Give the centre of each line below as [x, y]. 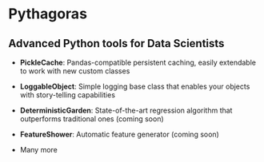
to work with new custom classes [75, 71]
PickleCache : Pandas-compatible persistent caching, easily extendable [138, 62]
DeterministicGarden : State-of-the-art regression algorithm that [126, 110]
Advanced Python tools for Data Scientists [116, 43]
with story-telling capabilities [68, 95]
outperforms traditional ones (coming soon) [92, 119]
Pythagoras [48, 14]
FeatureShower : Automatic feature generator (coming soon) [120, 134]
